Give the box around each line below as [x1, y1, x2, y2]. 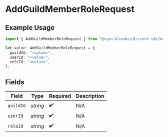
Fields [5, 78, 25, 86]
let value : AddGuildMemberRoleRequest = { [5, 45, 95, 50]
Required [49, 93, 71, 100]
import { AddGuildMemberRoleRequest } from [5, 36, 97, 41]
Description [75, 93, 104, 100]
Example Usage [5, 23, 55, 32]
